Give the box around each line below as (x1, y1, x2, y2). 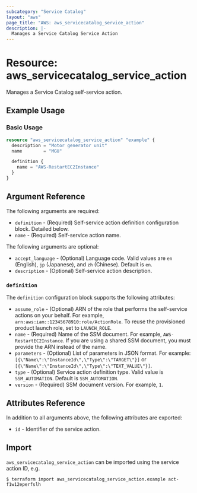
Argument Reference (6, 192, 85, 202)
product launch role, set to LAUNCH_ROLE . (14, 324, 112, 331)
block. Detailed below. (14, 225, 69, 232)
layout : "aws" (6, 14, 42, 20)
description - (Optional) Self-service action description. (14, 267, 152, 274)
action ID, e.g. (6, 465, 40, 472)
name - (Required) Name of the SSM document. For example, (14, 330, 162, 338)
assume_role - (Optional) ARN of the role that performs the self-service (14, 305, 188, 312)
